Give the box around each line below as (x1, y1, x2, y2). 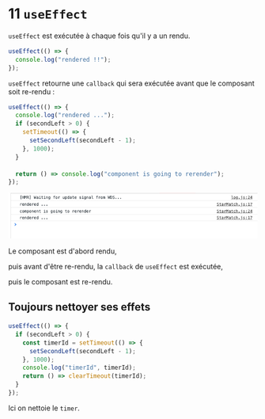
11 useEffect (8, 5, 88, 23)
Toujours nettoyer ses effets (8, 300, 151, 314)
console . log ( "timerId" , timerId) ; (22, 364, 136, 372)
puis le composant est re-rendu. (8, 277, 113, 287)
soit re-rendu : (8, 86, 55, 96)
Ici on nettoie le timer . (8, 403, 81, 413)
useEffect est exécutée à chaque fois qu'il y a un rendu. (8, 31, 191, 40)
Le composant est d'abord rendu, (8, 246, 117, 256)
